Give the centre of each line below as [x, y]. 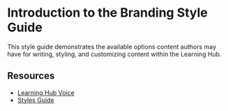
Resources [31, 76]
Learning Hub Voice [46, 92]
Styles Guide [36, 100]
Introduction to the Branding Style [107, 13]
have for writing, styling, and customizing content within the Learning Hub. [114, 54]
